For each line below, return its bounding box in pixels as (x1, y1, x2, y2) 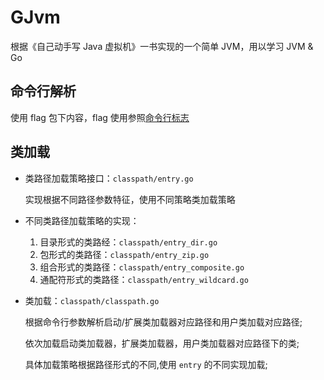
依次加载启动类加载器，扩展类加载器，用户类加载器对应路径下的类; (24, 337, 300, 349)
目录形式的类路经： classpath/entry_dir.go (39, 236, 218, 248)
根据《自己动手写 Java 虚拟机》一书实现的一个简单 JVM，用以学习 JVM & (10, 40, 314, 52)
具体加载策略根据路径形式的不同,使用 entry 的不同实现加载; (24, 358, 268, 370)
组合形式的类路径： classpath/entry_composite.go (39, 261, 245, 273)
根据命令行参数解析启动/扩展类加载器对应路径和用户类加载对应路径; (24, 316, 303, 328)
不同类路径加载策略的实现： (24, 214, 140, 226)
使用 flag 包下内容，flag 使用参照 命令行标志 (10, 111, 190, 123)
